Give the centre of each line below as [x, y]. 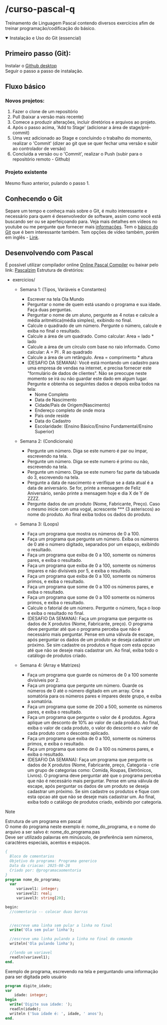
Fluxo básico [25, 86]
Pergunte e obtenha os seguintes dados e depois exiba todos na [93, 384]
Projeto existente [26, 172]
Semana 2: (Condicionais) [46, 441]
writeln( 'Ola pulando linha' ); [42, 944]
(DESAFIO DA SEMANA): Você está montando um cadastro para [93, 363]
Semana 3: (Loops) [39, 524]
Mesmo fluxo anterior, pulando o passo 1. [47, 183]
